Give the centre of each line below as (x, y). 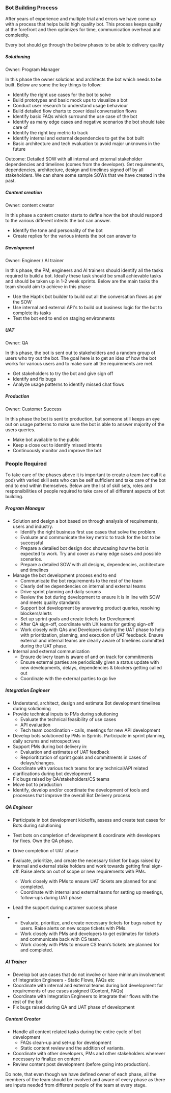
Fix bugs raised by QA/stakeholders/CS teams (61, 779)
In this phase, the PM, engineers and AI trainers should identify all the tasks (84, 270)
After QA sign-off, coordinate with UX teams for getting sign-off (87, 624)
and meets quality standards (50, 602)
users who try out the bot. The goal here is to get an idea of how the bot (81, 358)
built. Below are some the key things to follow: (53, 85)
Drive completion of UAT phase (46, 851)
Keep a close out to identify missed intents (57, 445)
